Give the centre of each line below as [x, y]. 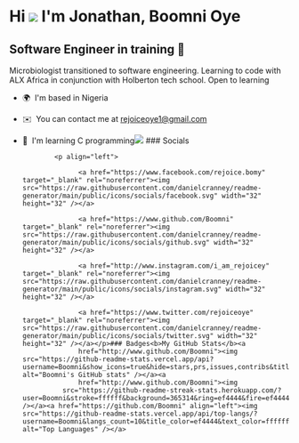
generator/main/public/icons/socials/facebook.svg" [120, 196]
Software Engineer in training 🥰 [97, 49]
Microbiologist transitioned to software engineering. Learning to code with [145, 70]
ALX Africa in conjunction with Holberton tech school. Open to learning [139, 80]
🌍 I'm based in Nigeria [65, 98]
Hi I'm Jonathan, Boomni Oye [125, 16]
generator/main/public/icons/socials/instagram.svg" [122, 289]
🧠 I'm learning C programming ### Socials [105, 141]
